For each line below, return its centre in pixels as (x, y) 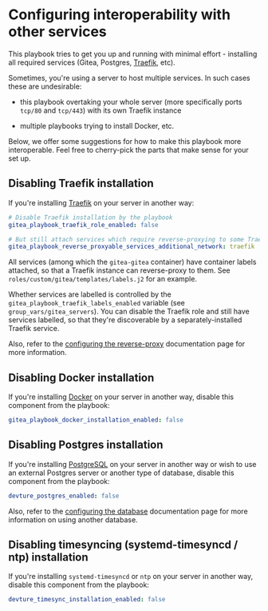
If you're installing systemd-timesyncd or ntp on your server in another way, (131, 577)
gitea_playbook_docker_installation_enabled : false (96, 420)
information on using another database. (73, 519)
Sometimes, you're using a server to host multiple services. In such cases (129, 78)
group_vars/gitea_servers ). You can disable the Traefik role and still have (129, 311)
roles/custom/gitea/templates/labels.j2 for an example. (103, 279)
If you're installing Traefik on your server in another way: (101, 202)
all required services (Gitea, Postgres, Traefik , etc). (92, 62)
